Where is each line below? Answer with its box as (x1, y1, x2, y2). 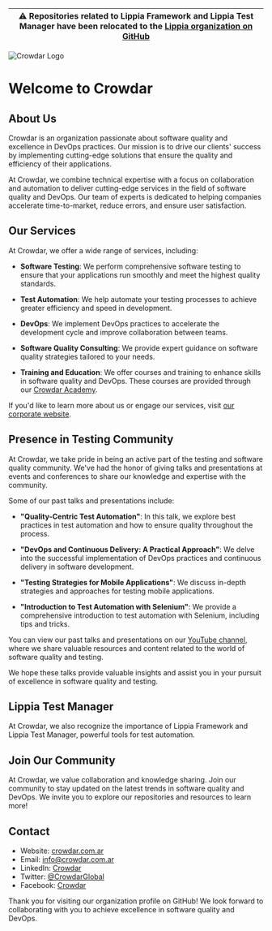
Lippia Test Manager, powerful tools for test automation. (8, 730, 196, 739)
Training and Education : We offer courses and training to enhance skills (19, 367, 261, 377)
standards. (19, 278, 57, 288)
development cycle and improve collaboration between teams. (19, 327, 228, 337)
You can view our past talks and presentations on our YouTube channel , (8, 635, 248, 644)
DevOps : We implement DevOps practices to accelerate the (19, 318, 220, 328)
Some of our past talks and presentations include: (8, 495, 175, 506)
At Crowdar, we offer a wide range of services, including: (8, 245, 198, 255)
